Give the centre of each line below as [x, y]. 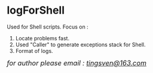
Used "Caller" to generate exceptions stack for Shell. [80, 45]
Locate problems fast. [42, 38]
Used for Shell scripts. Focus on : [48, 27]
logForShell [36, 10]
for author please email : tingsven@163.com [77, 63]
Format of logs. [34, 50]
